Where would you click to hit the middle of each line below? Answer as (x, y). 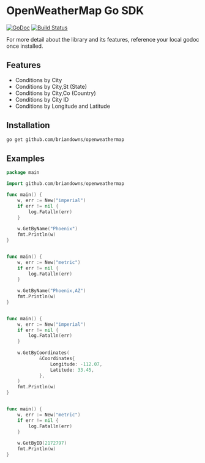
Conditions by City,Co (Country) (55, 93)
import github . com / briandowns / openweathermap (65, 184)
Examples (25, 158)
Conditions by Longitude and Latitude (62, 106)
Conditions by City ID (42, 99)
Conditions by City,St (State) (51, 86)
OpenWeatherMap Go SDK (75, 11)
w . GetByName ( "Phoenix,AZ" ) (52, 291)
